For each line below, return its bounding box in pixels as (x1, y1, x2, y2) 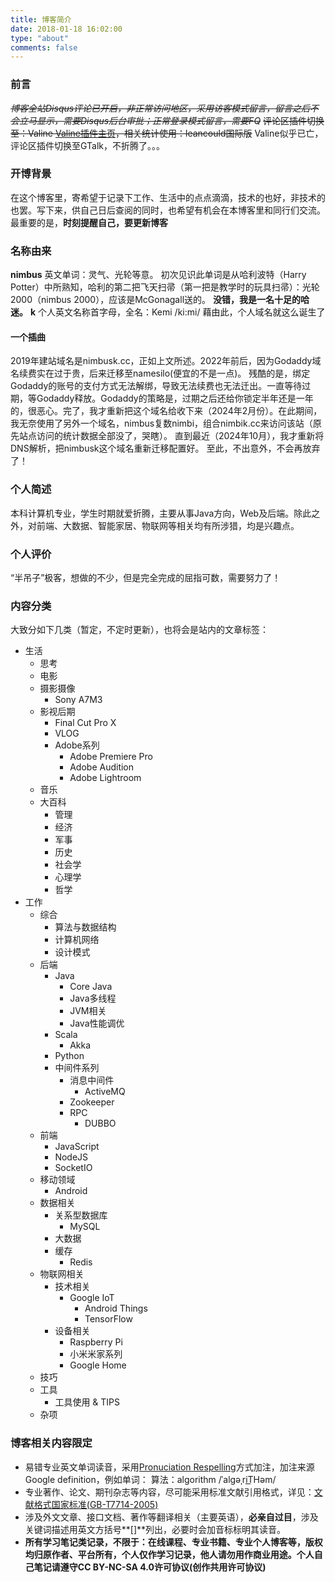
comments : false (10, 42, 78, 53)
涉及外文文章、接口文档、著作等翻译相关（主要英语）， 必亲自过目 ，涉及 (24, 1511, 319, 1523)
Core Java (69, 981, 113, 993)
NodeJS (54, 1151, 89, 1163)
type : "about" (10, 33, 70, 43)
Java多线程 (69, 992, 117, 1005)
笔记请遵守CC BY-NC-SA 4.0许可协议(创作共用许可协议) (33, 1561, 267, 1573)
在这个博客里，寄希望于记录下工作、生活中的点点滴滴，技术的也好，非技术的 (10, 191, 326, 203)
